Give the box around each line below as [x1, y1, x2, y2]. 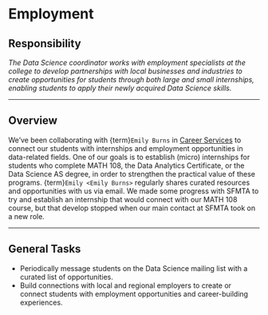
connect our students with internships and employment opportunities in [8, 143, 243, 153]
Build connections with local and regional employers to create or [19, 281, 232, 290]
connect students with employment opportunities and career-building [19, 289, 249, 298]
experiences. [19, 297, 63, 307]
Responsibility [8, 37, 81, 50]
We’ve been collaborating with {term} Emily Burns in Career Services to [8, 135, 242, 145]
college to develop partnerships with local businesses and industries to [8, 66, 243, 76]
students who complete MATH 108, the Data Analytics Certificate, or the [8, 161, 245, 170]
